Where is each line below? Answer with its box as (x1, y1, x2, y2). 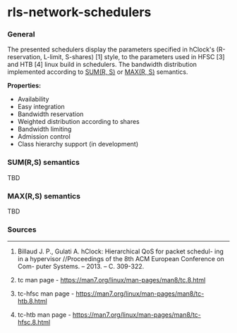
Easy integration (17, 103, 65, 111)
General (7, 30, 35, 39)
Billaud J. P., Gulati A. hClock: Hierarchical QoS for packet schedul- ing (17, 247, 224, 256)
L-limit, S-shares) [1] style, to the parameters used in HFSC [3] (43, 53, 225, 61)
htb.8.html (17, 297, 47, 306)
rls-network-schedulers (7, 4, 152, 20)
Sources (7, 225, 37, 234)
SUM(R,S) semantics (7, 158, 80, 168)
